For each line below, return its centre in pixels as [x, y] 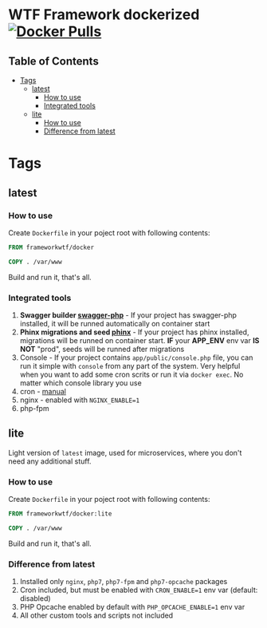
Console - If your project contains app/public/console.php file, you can [136, 357]
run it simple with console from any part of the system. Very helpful [130, 365]
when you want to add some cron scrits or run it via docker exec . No [132, 374]
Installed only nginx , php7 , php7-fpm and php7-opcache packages [124, 582]
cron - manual [43, 391]
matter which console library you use [80, 383]
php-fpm [34, 408]
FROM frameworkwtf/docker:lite [60, 514]
